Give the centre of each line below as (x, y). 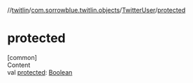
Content (19, 65)
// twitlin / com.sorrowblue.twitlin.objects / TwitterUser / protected (96, 10)
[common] (22, 57)
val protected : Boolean (40, 72)
